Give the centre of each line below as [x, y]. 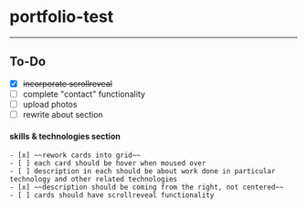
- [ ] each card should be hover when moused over [108, 163]
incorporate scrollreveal [67, 83]
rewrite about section [63, 114]
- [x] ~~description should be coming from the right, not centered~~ [147, 188]
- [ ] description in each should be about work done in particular [143, 172]
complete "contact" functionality [84, 94]
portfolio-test [62, 17]
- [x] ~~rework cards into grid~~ [75, 156]
